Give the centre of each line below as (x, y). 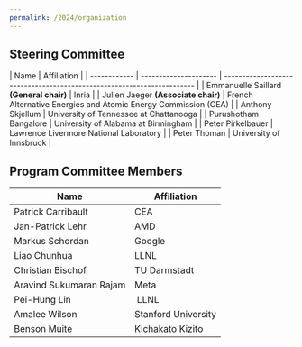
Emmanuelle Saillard (244, 86)
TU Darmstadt (165, 270)
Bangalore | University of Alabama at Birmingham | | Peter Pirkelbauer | (141, 123)
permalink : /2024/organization (68, 18)
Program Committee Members (96, 171)
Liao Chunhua (43, 256)
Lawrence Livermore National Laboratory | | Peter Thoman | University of (145, 133)
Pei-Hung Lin (42, 300)
